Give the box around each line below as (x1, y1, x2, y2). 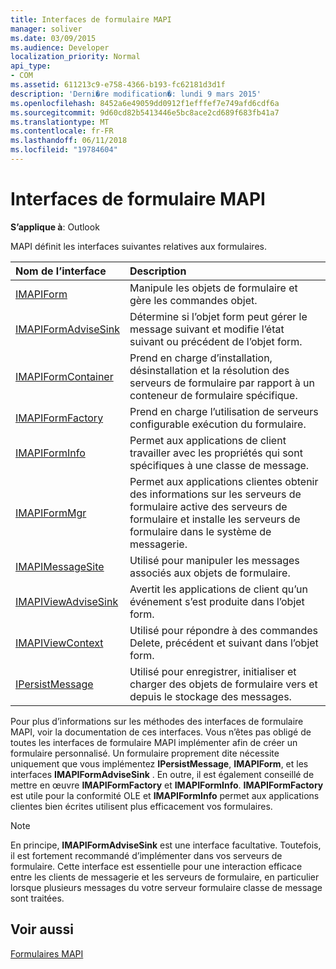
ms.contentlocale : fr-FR (10, 126, 114, 136)
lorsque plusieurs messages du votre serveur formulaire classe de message (10, 881, 323, 893)
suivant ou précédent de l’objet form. (129, 334, 303, 348)
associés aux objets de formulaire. (129, 566, 291, 580)
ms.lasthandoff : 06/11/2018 (10, 136, 128, 146)
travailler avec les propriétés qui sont (129, 446, 303, 460)
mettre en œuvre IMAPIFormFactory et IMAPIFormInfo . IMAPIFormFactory (10, 779, 324, 791)
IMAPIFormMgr (15, 506, 87, 520)
